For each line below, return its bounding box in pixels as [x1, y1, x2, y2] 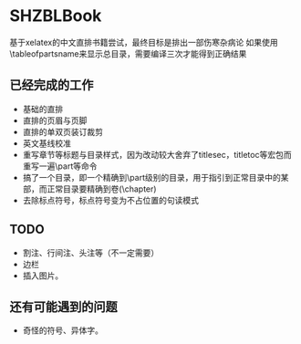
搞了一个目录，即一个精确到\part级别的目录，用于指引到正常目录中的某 [22, 172, 289, 182]
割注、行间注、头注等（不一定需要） [22, 247, 160, 258]
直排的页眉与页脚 [22, 115, 88, 126]
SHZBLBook [9, 5, 102, 26]
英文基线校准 [22, 138, 71, 149]
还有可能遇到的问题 [9, 298, 118, 315]
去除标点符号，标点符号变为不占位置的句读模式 [22, 194, 199, 205]
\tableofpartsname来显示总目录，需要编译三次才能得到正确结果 [9, 47, 247, 59]
